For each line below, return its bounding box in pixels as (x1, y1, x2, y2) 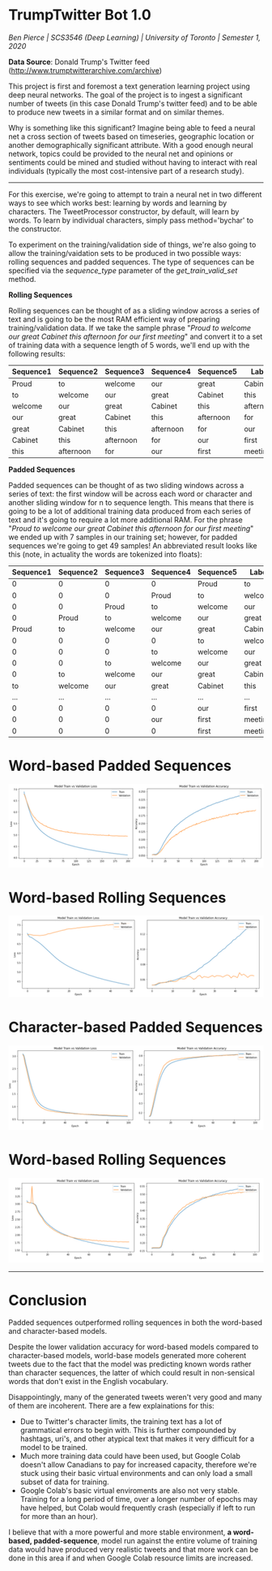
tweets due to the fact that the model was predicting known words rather (8, 1359, 252, 1370)
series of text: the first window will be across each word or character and (8, 489, 253, 499)
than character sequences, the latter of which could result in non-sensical (8, 1368, 255, 1378)
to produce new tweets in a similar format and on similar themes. (8, 107, 224, 117)
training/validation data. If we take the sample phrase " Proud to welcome (8, 322, 252, 332)
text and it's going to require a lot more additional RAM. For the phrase (8, 514, 243, 525)
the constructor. (8, 223, 62, 233)
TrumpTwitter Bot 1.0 (8, 6, 151, 24)
